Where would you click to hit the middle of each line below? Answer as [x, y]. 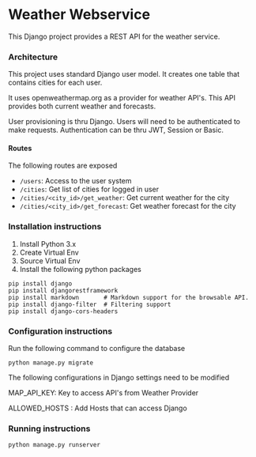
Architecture [33, 57]
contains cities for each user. [55, 83]
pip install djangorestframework [63, 290]
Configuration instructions [60, 331]
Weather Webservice [79, 15]
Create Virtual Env [49, 252]
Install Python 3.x [48, 244]
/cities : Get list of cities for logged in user [89, 189]
